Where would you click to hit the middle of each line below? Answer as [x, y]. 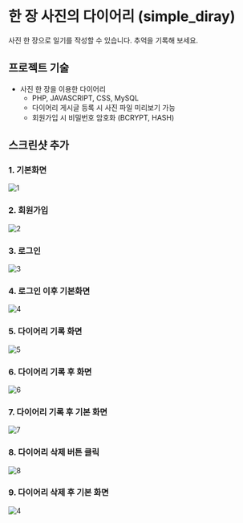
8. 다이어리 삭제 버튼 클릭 [54, 452]
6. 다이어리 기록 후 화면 [50, 372]
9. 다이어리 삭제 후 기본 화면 [59, 492]
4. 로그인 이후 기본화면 [49, 291]
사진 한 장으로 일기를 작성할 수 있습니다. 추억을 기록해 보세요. [103, 40]
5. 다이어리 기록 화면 [45, 332]
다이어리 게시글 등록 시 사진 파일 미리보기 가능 [103, 107]
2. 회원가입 [28, 210]
